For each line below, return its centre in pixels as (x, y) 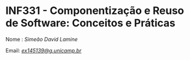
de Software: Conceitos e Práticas (91, 23)
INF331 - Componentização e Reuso (95, 11)
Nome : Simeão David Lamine (41, 39)
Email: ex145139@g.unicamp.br (44, 50)
